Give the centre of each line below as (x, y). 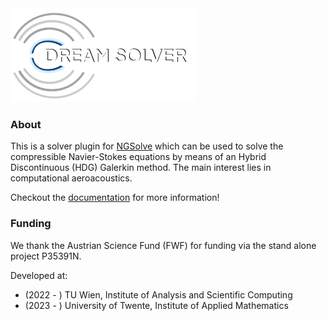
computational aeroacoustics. (71, 178)
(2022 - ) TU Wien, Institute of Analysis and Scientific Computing (158, 294)
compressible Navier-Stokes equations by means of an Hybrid (138, 157)
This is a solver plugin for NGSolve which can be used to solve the (147, 146)
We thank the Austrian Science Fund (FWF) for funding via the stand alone (163, 245)
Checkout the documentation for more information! (115, 198)
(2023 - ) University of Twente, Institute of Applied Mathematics (156, 305)
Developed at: (39, 275)
